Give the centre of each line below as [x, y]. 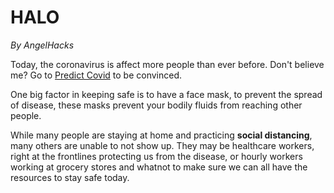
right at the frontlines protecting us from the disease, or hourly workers [156, 156]
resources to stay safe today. [70, 177]
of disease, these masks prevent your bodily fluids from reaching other [156, 105]
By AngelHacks [42, 45]
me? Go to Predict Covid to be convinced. [96, 75]
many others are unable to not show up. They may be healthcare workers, [162, 145]
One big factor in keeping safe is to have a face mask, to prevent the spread [166, 94]
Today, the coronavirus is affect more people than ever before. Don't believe [167, 64]
